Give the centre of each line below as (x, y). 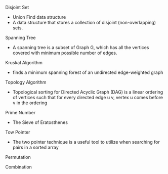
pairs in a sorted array (36, 147)
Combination (18, 167)
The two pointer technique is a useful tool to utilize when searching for (86, 142)
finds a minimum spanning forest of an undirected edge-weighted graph (88, 72)
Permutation (18, 157)
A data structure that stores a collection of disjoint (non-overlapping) (84, 23)
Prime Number (20, 113)
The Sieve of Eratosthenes (40, 122)
